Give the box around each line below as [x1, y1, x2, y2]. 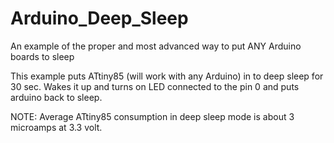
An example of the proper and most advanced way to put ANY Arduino [10, 40, 302, 52]
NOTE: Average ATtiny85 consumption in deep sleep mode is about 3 [10, 110, 295, 122]
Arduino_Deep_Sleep [10, 7, 189, 30]
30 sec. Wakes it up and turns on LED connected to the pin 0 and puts [10, 80, 300, 92]
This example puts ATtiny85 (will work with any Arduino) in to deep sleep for [10, 70, 324, 82]
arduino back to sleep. [10, 91, 103, 103]
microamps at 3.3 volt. [10, 121, 103, 133]
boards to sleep [10, 50, 75, 62]
